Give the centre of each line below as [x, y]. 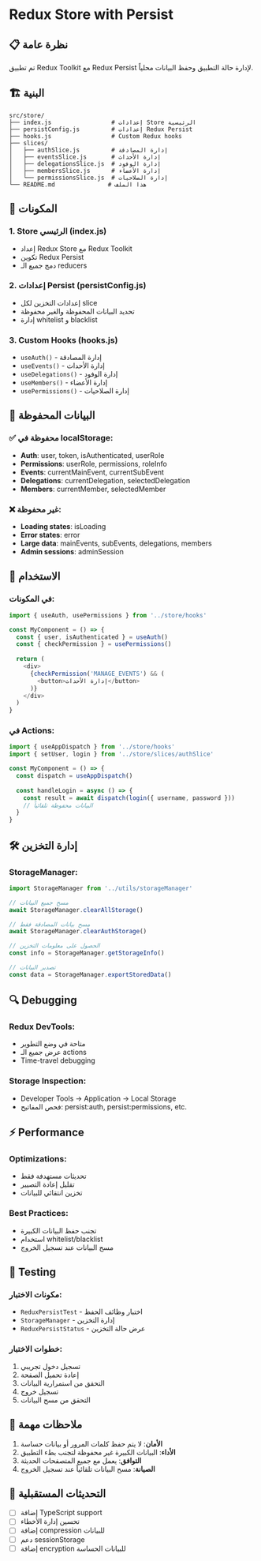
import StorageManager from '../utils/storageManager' [101, 888]
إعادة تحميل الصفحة [50, 1375]
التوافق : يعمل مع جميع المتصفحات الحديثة [81, 1460]
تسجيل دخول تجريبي [50, 1366]
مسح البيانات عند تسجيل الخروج [67, 1247]
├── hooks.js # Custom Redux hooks [95, 136]
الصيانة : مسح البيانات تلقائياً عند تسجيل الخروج [88, 1469]
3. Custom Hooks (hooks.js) [63, 340]
